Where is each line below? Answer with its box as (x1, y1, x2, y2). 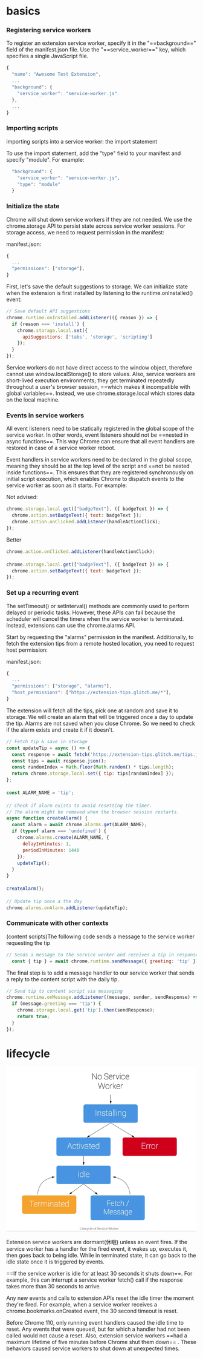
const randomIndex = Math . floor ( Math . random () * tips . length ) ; (11, 764, 175, 770)
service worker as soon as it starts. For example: (6, 482, 127, 489)
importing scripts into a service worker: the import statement (6, 137, 158, 145)
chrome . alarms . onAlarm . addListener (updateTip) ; (6, 904, 129, 911)
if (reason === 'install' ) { (11, 321, 85, 327)
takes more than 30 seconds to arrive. (6, 1282, 101, 1290)
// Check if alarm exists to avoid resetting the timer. (6, 803, 153, 809)
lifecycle (6, 1047, 50, 1061)
